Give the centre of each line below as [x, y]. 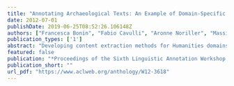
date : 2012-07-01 [32, 20]
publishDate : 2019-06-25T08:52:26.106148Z [70, 26]
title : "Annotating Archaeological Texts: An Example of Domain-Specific [117, 14]
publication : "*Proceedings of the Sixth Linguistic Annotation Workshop [117, 59]
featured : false [31, 53]
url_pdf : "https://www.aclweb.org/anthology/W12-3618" [88, 71]
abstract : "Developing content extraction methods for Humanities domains [118, 46]
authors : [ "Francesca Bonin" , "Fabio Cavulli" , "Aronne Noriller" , [107, 33]
